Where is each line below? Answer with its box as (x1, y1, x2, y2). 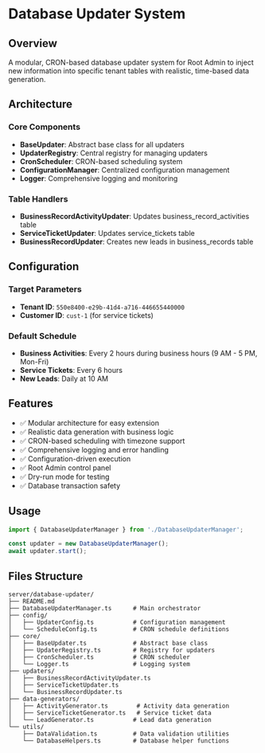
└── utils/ (8, 723, 45, 731)
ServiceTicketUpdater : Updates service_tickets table (19, 228, 195, 237)
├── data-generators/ (8, 695, 80, 704)
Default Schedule (8, 330, 77, 341)
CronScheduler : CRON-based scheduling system (19, 156, 183, 166)
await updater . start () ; (8, 547, 88, 555)
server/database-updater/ (8, 590, 94, 598)
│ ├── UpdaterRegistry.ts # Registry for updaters (8, 646, 216, 654)
